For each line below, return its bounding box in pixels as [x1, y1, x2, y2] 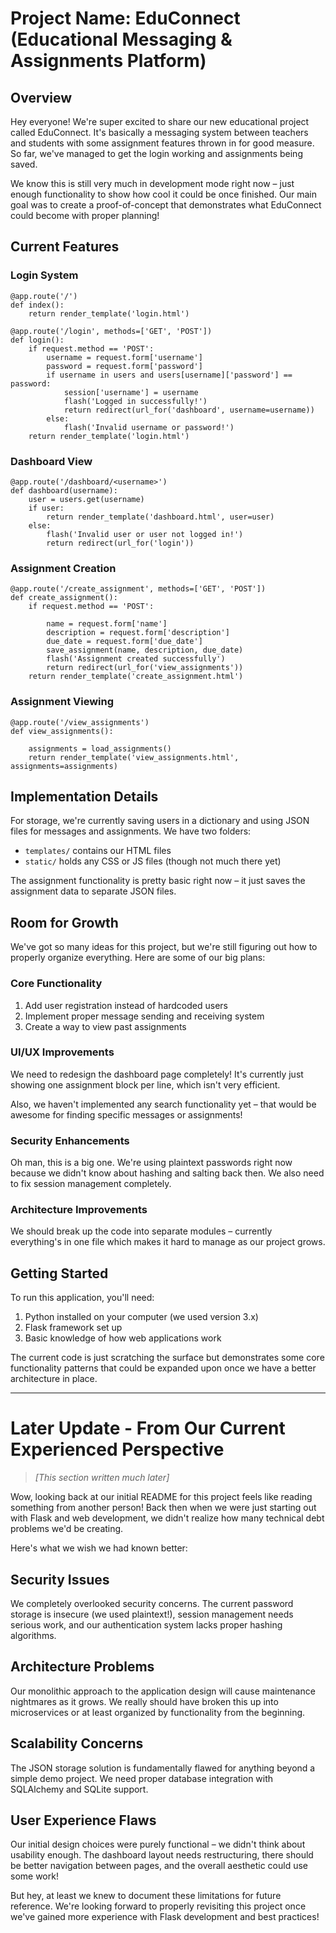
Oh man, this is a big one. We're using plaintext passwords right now [10, 1157, 293, 1169]
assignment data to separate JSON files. [10, 885, 177, 897]
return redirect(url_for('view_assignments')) [46, 663, 244, 673]
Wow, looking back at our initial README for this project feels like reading [10, 1491, 313, 1503]
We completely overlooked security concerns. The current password [10, 1597, 294, 1609]
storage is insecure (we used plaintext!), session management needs [10, 1608, 294, 1620]
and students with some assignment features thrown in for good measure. [10, 137, 315, 149]
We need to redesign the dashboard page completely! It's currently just [10, 1068, 304, 1080]
